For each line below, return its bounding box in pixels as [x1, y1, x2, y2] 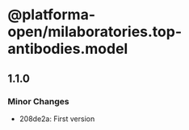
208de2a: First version [19, 114, 95, 124]
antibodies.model [7, 40, 128, 58]
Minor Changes [7, 95, 69, 107]
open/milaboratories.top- [7, 22, 183, 41]
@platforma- [7, 6, 96, 24]
